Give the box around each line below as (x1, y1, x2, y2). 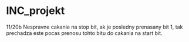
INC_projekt (6, 4, 65, 17)
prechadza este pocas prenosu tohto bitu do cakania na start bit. (6, 29, 163, 36)
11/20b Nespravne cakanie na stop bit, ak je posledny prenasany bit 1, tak (6, 23, 183, 30)
